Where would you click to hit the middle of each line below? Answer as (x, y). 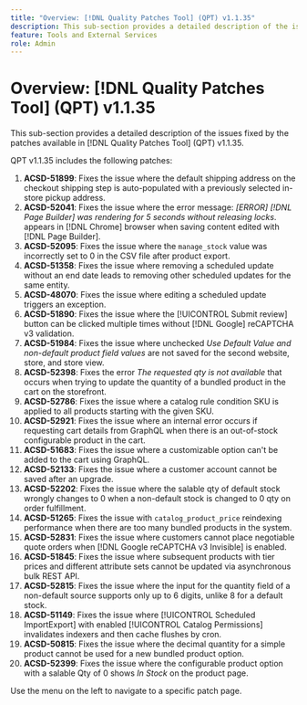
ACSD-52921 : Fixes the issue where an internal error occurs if (140, 421)
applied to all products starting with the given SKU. (119, 411)
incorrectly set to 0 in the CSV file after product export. (127, 256)
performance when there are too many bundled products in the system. (158, 528)
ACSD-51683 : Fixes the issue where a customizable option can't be (151, 450)
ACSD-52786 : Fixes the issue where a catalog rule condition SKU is (151, 402)
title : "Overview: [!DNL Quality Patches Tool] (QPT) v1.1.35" (133, 18)
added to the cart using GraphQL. (87, 460)
